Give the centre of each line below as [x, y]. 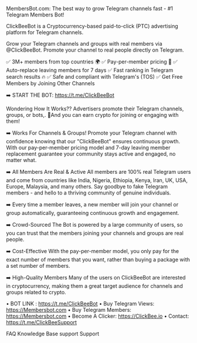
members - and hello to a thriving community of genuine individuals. [89, 193]
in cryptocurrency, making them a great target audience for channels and [94, 286]
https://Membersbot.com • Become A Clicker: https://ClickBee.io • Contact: [98, 316]
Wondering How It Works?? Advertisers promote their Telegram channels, [95, 109]
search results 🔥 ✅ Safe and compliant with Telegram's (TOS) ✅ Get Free [94, 77]
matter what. [21, 160]
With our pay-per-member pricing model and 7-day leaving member [88, 147]
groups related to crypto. [36, 292]
